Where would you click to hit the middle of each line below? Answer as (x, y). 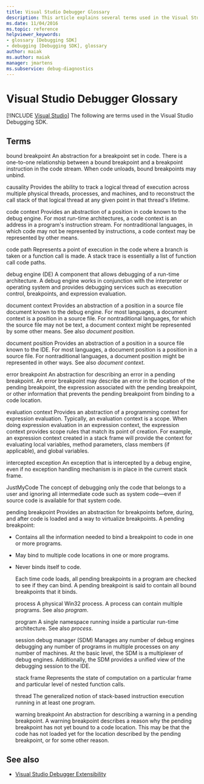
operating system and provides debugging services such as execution (94, 288)
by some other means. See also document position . (71, 331)
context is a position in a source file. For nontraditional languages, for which (101, 319)
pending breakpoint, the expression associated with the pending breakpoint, (102, 387)
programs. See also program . (52, 610)
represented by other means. (42, 238)
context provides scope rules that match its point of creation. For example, (100, 432)
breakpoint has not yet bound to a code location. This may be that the (102, 727)
